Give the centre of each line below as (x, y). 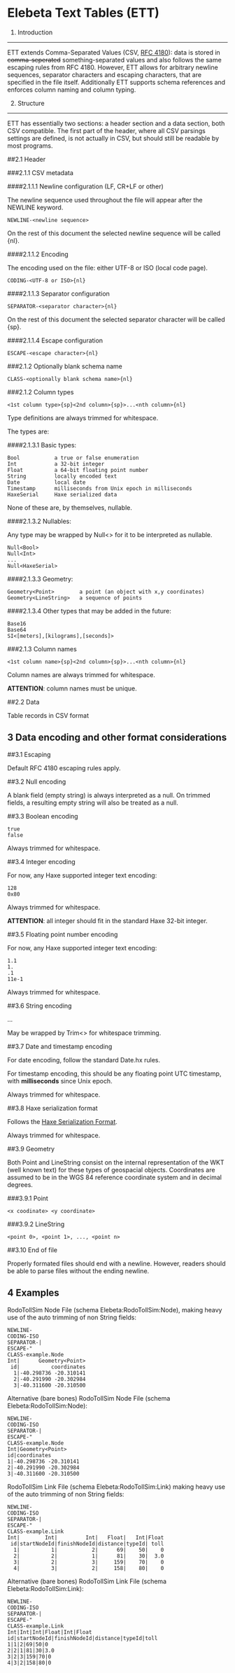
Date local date (47, 482)
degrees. (20, 1184)
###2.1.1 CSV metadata (40, 172)
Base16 (17, 624)
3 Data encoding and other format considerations (117, 738)
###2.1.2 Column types (41, 392)
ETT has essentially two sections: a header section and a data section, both (116, 123)
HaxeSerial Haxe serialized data (62, 494)
